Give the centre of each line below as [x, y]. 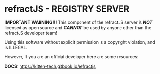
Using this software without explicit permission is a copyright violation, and [80, 42]
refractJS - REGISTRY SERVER [67, 9]
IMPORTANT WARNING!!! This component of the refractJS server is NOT [79, 22]
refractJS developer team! [31, 33]
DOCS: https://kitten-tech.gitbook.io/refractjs [50, 66]
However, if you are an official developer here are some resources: [71, 56]
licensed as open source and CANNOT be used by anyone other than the [78, 27]
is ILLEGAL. [16, 47]
